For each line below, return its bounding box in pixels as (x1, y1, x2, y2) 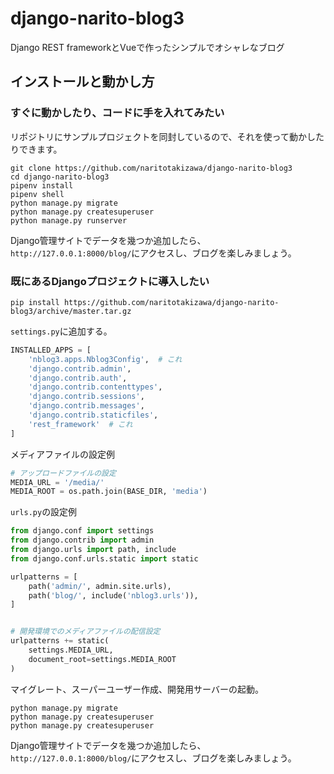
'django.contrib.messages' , (28, 401, 145, 411)
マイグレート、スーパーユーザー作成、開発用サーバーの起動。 (10, 683, 264, 695)
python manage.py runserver (10, 215, 128, 226)
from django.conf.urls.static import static (10, 553, 199, 564)
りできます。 (10, 143, 63, 155)
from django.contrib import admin (10, 535, 155, 546)
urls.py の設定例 (10, 506, 78, 518)
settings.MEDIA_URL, (28, 645, 114, 656)
